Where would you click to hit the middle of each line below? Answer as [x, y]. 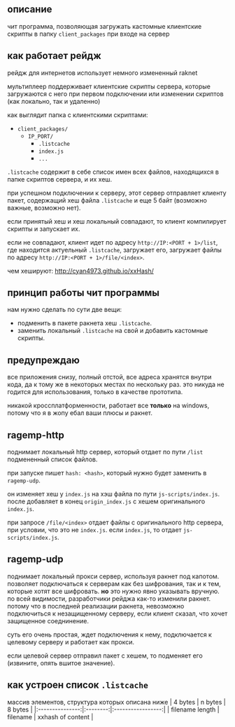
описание [30, 9]
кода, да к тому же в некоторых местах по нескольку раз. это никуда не [116, 385]
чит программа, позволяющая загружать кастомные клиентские [105, 26]
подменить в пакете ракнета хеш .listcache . [85, 323]
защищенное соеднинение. [48, 620]
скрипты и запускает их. [44, 229]
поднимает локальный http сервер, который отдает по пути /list [105, 452]
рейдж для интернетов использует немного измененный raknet [102, 73]
